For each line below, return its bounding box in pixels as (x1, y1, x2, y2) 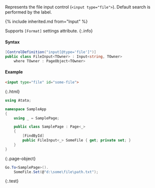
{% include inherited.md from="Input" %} (5, 19, 88, 24)
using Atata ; (5, 98, 31, 103)
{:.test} (5, 178, 19, 184)
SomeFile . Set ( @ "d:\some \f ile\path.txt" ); (14, 169, 98, 174)
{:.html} (5, 88, 20, 94)
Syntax (5, 39, 20, 45)
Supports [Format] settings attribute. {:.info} (5, 28, 93, 33)
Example (5, 69, 23, 75)
